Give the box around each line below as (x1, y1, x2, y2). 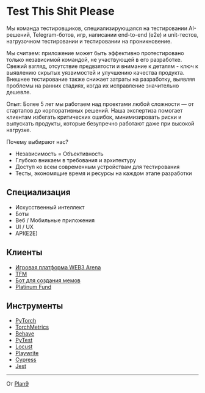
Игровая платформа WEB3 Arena (15, 263, 101, 271)
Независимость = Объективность (15, 150, 104, 157)
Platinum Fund (15, 283, 52, 290)
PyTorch (15, 317, 37, 324)
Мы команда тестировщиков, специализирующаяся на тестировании (6, 24, 188, 32)
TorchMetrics (15, 323, 49, 331)
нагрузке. (6, 126, 32, 133)
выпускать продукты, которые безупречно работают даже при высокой (6, 119, 195, 127)
